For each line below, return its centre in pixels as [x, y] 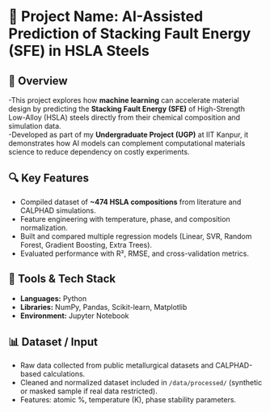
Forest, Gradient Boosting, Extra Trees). [86, 244]
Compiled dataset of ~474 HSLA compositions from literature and [131, 202]
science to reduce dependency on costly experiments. [99, 152]
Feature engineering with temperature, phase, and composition [125, 219]
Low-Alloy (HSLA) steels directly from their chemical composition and [124, 117]
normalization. [44, 227]
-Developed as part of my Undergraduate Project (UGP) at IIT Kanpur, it [129, 134]
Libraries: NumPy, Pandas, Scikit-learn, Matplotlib [103, 307]
